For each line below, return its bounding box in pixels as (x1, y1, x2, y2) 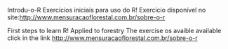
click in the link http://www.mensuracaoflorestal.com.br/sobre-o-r (7, 34, 198, 42)
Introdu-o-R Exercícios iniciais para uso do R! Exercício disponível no (7, 6, 206, 14)
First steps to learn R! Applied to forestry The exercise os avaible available (7, 27, 222, 35)
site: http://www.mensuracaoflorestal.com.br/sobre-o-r (7, 13, 166, 21)
